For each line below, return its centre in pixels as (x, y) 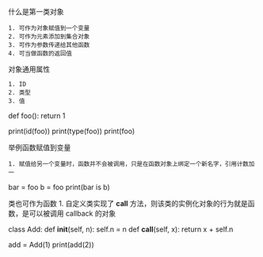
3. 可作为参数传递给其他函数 (49, 45)
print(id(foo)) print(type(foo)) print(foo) (72, 131)
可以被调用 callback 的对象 (72, 213)
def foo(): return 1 (37, 116)
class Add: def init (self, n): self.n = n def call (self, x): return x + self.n (121, 229)
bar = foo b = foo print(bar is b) (59, 187)
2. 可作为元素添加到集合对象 (49, 36)
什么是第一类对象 (36, 12)
